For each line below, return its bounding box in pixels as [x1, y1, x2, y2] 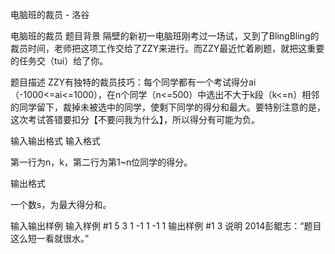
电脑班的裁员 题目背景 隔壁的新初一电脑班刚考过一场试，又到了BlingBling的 [10, 30, 320, 42]
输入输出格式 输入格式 [10, 135, 101, 147]
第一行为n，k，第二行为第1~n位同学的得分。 [10, 156, 193, 168]
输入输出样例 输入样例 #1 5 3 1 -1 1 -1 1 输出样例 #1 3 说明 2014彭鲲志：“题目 [10, 220, 322, 232]
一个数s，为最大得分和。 [10, 199, 112, 210]
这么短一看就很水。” [10, 233, 90, 244]
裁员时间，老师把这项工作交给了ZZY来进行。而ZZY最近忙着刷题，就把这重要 [10, 43, 325, 54]
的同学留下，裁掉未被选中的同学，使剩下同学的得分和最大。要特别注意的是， [10, 101, 326, 113]
